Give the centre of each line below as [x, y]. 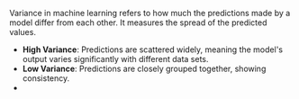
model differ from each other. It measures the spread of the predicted [138, 22]
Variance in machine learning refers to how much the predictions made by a [150, 13]
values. [23, 32]
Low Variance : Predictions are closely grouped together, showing [144, 68]
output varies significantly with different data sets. [115, 59]
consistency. [46, 78]
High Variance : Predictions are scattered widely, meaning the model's [153, 49]
